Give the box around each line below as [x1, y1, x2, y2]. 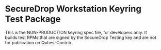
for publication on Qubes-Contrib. [5, 39, 73, 45]
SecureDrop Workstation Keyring [5, 3, 142, 14]
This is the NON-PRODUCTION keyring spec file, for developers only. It [5, 29, 147, 35]
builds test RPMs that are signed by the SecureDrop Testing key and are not [5, 35, 157, 40]
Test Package [5, 13, 61, 25]
